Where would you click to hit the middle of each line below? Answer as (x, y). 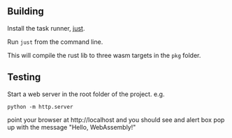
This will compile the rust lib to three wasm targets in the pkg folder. (104, 55)
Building (26, 11)
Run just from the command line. (55, 42)
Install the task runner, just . (46, 28)
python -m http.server (40, 107)
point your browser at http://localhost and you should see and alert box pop (116, 120)
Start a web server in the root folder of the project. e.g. (86, 94)
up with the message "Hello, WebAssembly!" (72, 127)
